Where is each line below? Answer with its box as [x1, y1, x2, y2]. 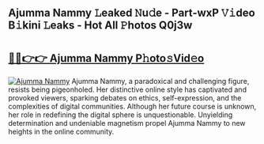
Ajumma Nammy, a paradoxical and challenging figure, [71, 77, 250, 85]
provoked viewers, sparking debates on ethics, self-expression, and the [8, 93, 242, 102]
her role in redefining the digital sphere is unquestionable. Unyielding [8, 110, 233, 119]
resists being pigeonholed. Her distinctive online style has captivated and [8, 85, 247, 94]
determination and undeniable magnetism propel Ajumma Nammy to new [8, 119, 247, 127]
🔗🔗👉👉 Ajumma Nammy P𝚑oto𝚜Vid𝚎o [8, 51, 205, 65]
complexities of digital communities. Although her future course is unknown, [8, 102, 257, 111]
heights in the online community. [8, 127, 115, 136]
